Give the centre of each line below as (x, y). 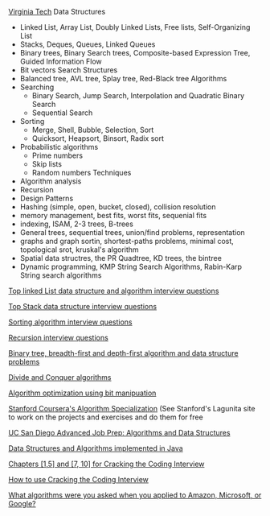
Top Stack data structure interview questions (83, 306)
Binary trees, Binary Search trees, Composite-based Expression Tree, (135, 53)
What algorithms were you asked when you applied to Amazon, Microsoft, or (135, 495)
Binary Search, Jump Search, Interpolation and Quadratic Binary (138, 95)
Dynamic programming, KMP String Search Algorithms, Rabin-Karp (131, 266)
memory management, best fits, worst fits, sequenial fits (113, 215)
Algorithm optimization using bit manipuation (82, 393)
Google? (22, 504)
